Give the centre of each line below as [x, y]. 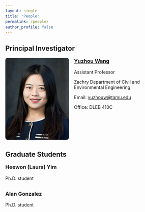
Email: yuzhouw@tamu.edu [103, 98]
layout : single [21, 11]
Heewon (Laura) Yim [31, 167]
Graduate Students [36, 154]
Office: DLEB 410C [93, 107]
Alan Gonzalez [24, 194]
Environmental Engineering [102, 87]
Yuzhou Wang [92, 61]
